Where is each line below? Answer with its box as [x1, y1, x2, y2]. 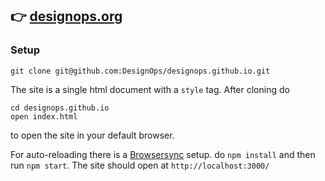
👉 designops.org [10, 8, 123, 25]
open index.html [10, 111, 78, 122]
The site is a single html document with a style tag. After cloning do [10, 83, 290, 95]
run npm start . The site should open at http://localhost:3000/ [10, 159, 270, 171]
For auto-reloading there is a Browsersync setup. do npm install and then [10, 148, 316, 160]
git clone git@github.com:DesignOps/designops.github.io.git [10, 66, 271, 76]
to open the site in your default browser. [10, 129, 175, 141]
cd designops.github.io [10, 103, 110, 113]
